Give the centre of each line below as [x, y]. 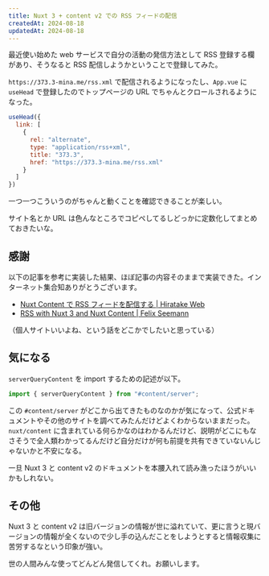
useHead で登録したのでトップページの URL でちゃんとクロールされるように [132, 92]
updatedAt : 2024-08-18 [46, 31]
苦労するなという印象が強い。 [57, 547]
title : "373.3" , [57, 155]
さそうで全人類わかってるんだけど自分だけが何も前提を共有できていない [128, 441]
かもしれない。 [33, 478]
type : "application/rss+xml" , [80, 147]
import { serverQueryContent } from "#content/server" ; [104, 394]
